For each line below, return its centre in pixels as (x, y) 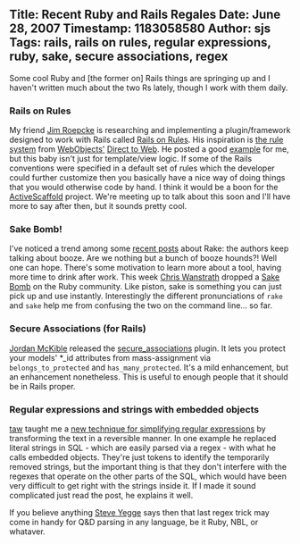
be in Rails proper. (42, 386)
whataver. (28, 531)
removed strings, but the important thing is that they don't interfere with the (148, 467)
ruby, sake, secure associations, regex (119, 57)
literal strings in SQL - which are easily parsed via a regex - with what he (143, 448)
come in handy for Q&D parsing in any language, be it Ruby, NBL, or (134, 522)
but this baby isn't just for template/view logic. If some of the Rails (131, 159)
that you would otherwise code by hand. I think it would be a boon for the (144, 188)
